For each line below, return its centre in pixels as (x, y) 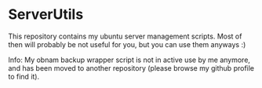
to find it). (24, 76)
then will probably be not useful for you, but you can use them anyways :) (127, 44)
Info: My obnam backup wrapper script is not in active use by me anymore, (129, 60)
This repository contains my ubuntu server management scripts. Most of (125, 36)
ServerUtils (46, 15)
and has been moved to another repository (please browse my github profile (131, 68)
